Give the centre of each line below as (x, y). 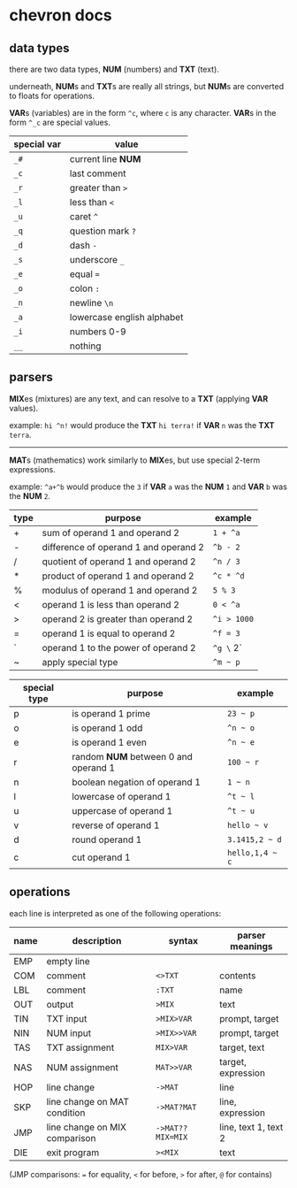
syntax (183, 940)
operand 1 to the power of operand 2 (119, 648)
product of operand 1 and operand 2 (118, 576)
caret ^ (84, 216)
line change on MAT (88, 1101)
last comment (98, 173)
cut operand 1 (101, 857)
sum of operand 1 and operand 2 (110, 533)
